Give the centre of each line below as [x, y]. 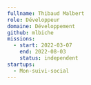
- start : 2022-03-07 [43, 45]
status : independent [49, 58]
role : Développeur [33, 20]
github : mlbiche [30, 33]
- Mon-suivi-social [41, 71]
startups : [21, 64]
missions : [21, 39]
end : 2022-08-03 [43, 52]
